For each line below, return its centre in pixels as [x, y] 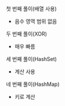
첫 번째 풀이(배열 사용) [31, 9]
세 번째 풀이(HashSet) [32, 59]
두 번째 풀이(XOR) [27, 34]
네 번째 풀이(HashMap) [33, 84]
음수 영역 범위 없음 [36, 21]
